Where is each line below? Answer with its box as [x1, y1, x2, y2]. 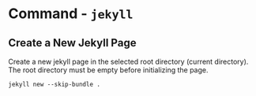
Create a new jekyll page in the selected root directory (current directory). [8, 57, 249, 66]
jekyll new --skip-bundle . [8, 80, 101, 88]
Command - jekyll [8, 5, 134, 23]
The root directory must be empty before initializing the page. [8, 65, 209, 75]
